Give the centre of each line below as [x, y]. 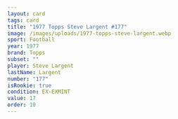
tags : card [23, 20]
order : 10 [22, 105]
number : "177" [28, 79]
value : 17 [22, 99]
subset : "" [23, 59]
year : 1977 [23, 46]
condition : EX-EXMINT [39, 92]
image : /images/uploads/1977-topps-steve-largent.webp [89, 33]
